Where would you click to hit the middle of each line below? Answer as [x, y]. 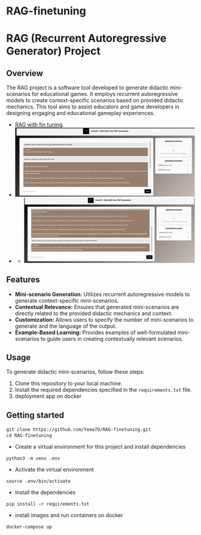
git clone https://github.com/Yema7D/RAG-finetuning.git [79, 430]
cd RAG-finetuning [29, 436]
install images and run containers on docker [69, 515]
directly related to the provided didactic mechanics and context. [94, 313]
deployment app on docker [48, 396]
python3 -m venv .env [33, 459]
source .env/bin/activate [38, 481]
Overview [25, 73]
